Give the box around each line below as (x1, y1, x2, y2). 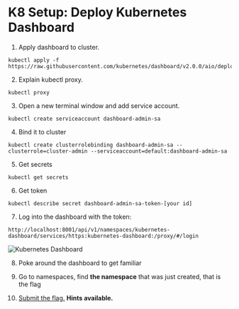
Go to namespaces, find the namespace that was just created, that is (18, 272, 221, 281)
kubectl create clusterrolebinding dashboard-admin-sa (8, 141, 174, 148)
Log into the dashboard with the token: (18, 212, 132, 221)
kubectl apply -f (8, 56, 60, 64)
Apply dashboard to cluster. (18, 43, 100, 51)
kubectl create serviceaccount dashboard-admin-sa (8, 115, 161, 122)
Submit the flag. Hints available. (18, 293, 113, 302)
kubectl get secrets (8, 173, 70, 181)
